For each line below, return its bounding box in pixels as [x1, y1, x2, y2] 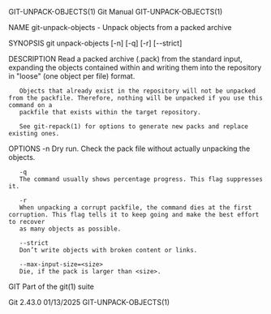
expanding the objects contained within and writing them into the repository [8, 62, 262, 72]
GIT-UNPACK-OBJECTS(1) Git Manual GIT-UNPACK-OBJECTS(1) [8, 7, 223, 16]
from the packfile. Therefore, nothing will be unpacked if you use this [8, 94, 264, 102]
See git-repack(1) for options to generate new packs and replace [19, 123, 249, 131]
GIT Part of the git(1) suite [8, 282, 95, 291]
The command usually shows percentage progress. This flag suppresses [19, 175, 264, 183]
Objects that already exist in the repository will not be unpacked [19, 87, 256, 95]
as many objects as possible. [19, 225, 122, 233]
